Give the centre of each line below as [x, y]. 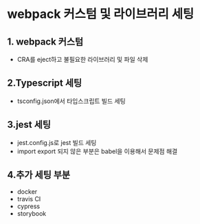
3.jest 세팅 [29, 125]
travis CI [29, 199]
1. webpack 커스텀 [45, 42]
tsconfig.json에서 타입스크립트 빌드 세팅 [71, 101]
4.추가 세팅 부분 [39, 175]
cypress [28, 206]
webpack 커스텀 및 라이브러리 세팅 [101, 14]
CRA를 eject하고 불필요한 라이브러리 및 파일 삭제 [82, 59]
